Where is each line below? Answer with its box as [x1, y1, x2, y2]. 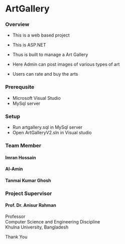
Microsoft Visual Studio [12, 95, 61, 101]
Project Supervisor [5, 190, 52, 197]
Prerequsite [5, 84, 35, 91]
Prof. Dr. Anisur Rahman [5, 202, 56, 208]
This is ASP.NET [12, 42, 46, 48]
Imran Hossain [5, 154, 36, 160]
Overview [5, 21, 30, 28]
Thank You [5, 233, 28, 239]
